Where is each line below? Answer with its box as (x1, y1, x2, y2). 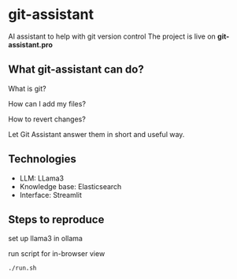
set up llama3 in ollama (8, 234, 83, 244)
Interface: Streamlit (19, 190, 83, 199)
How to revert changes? (8, 114, 87, 124)
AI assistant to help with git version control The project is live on (8, 32, 217, 41)
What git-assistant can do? (8, 63, 144, 76)
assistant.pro (8, 39, 54, 49)
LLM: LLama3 (19, 173, 65, 183)
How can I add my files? (8, 99, 87, 108)
